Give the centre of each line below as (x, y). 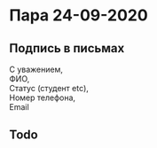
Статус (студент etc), (49, 88)
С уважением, (36, 69)
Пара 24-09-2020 (78, 16)
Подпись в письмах (67, 48)
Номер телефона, (43, 97)
